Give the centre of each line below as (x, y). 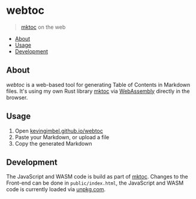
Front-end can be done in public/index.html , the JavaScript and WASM (95, 183)
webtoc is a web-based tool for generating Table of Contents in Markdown (98, 85)
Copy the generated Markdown (53, 143)
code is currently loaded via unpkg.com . (56, 189)
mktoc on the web (43, 27)
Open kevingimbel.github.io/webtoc (59, 131)
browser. (17, 97)
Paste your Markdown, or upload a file (62, 137)
